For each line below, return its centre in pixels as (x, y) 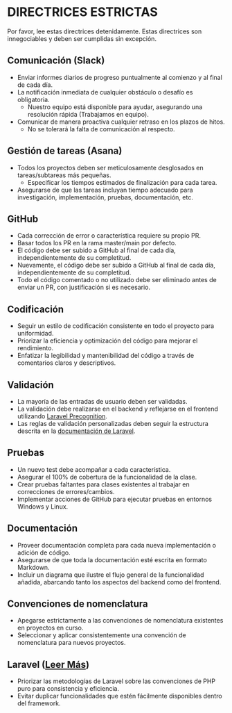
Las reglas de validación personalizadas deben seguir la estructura (113, 424)
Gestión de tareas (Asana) (65, 151)
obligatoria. (33, 99)
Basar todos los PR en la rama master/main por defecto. (97, 243)
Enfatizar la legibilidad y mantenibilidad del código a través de (106, 356)
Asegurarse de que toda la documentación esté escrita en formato (112, 559)
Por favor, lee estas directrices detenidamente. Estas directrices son (105, 31)
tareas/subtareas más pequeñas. (64, 175)
